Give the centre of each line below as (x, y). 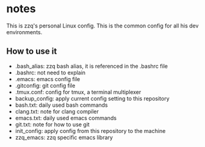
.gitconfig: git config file (45, 85)
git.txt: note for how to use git (52, 124)
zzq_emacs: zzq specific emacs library (64, 137)
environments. (24, 32)
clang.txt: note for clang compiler (57, 111)
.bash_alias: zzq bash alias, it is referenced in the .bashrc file (91, 66)
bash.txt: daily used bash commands (61, 105)
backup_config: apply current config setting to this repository (92, 98)
